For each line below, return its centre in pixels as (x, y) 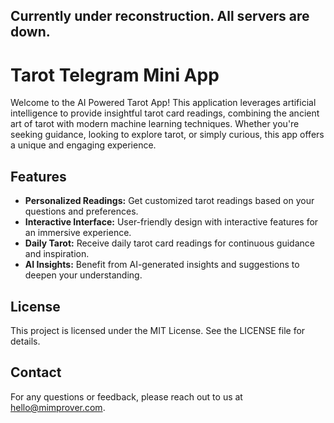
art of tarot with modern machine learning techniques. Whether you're (155, 124)
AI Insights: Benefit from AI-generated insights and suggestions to (162, 265)
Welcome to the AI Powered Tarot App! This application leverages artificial (163, 103)
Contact (36, 372)
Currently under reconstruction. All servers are (160, 16)
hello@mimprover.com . (58, 407)
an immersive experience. (78, 233)
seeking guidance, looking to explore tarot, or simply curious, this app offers (167, 135)
